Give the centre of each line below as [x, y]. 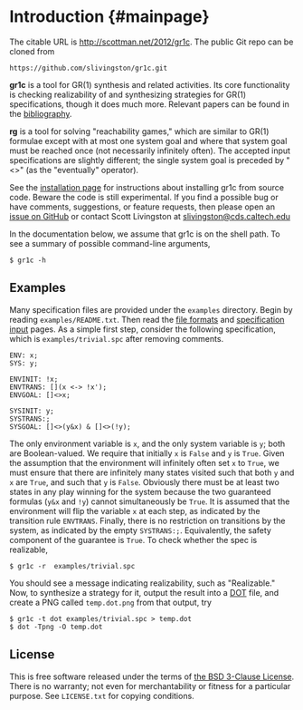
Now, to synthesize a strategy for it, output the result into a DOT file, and [144, 592]
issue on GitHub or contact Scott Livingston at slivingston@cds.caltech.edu [150, 216]
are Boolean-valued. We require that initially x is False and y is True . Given [147, 453]
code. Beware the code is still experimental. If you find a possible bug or [144, 197]
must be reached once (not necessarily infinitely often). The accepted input [150, 151]
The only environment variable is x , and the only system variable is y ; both [147, 443]
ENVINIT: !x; [34, 379]
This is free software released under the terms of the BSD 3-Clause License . [152, 676]
